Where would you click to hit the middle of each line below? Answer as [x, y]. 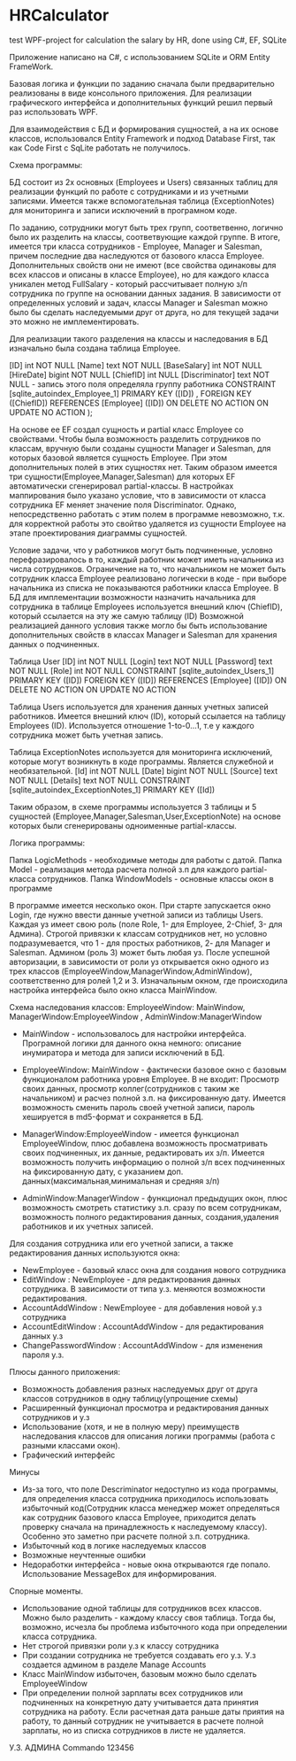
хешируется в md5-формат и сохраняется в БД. [113, 1116]
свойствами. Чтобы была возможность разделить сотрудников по [135, 438]
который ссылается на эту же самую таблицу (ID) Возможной [127, 615]
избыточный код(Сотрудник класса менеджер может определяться [151, 1508]
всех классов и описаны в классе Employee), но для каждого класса [139, 274]
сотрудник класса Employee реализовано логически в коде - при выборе [148, 578]
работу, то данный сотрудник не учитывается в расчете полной [143, 1721]
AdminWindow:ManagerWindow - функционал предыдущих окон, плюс [155, 1198]
